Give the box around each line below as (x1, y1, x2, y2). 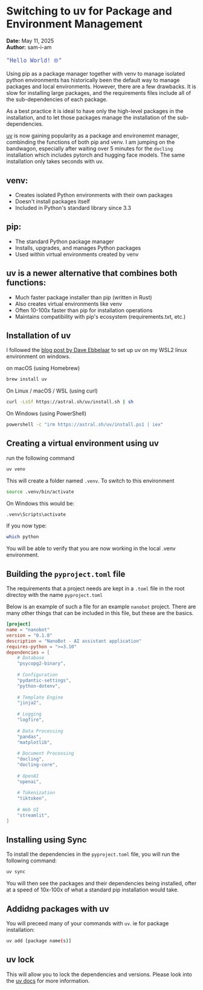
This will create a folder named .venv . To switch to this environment (6, 477, 175, 484)
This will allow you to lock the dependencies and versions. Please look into (6, 971, 192, 978)
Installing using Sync (6, 835, 87, 845)
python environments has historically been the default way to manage (6, 77, 180, 84)
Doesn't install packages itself (14, 198, 91, 205)
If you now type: (6, 522, 47, 530)
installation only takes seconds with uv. (6, 158, 104, 165)
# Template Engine (17, 694, 63, 700)
